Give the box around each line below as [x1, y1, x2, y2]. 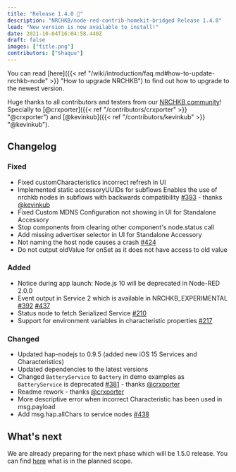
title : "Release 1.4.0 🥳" [7, 10, 83, 18]
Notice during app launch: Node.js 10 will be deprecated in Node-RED [17, 279, 221, 287]
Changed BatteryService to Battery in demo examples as [17, 373, 185, 381]
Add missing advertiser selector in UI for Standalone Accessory [17, 230, 202, 238]
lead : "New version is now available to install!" [7, 23, 159, 30]
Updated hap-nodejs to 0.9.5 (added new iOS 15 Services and [17, 350, 197, 358]
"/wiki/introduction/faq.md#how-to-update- [87, 68, 216, 78]
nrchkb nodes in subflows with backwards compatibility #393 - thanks [17, 193, 223, 201]
